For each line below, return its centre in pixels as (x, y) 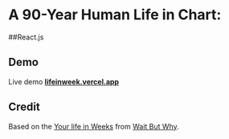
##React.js (26, 37)
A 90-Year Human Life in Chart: (115, 15)
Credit (24, 107)
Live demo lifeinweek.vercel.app (63, 81)
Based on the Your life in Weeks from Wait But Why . (94, 126)
